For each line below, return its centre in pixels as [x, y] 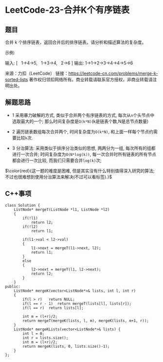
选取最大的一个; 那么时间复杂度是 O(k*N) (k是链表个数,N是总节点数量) [80, 121]
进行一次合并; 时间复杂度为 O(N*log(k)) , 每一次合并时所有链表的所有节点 [84, 154]
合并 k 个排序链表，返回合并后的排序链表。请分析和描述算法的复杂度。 [76, 42]
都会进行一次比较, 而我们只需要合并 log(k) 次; [57, 160]
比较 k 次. [25, 138]
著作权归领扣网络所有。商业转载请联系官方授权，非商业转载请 [91, 79]
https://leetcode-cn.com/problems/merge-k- [113, 73]
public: [13, 286]
